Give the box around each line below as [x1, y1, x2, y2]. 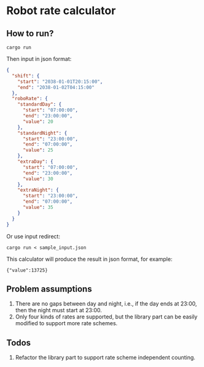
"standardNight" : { [17, 130, 68, 136]
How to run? [6, 28, 54, 39]
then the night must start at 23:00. [15, 307, 103, 314]
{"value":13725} [6, 267, 48, 274]
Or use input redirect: [6, 232, 60, 240]
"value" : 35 [22, 204, 53, 210]
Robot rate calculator [6, 4, 116, 18]
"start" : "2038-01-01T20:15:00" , [17, 78, 103, 85]
